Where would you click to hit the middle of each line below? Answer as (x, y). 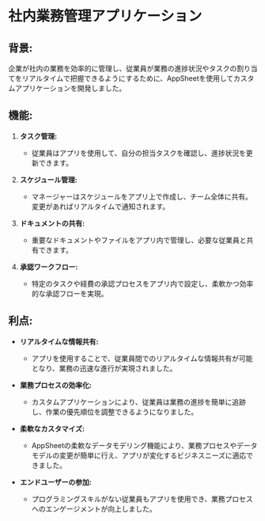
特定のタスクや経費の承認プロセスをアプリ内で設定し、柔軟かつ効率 (142, 283)
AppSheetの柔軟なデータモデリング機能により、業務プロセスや (134, 445)
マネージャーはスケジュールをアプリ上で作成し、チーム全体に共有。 (142, 196)
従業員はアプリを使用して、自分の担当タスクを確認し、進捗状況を (139, 153)
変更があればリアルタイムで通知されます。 (100, 206)
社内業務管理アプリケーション (105, 16)
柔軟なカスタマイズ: (52, 428)
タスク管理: (38, 136)
